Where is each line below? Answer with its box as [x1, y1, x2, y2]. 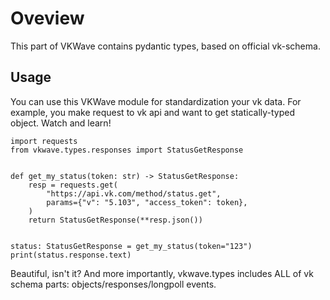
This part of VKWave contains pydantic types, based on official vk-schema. [10, 40, 321, 52]
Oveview [10, 7, 85, 30]
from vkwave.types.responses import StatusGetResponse [10, 145, 244, 155]
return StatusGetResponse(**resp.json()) [28, 215, 203, 225]
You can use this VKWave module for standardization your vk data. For [10, 95, 302, 107]
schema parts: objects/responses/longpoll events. [10, 278, 217, 290]
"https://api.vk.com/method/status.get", [46, 188, 222, 199]
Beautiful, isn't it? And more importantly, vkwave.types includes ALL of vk [10, 267, 314, 279]
